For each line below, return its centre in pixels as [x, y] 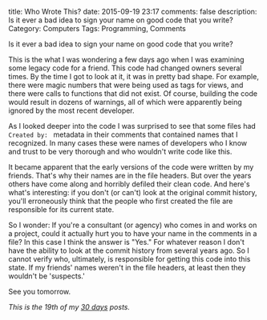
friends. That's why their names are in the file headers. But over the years [130, 176]
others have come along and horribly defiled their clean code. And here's [129, 184]
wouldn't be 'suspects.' [47, 276]
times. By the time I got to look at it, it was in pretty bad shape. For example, [133, 76]
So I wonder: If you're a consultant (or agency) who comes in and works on [133, 225]
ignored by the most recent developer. [71, 110]
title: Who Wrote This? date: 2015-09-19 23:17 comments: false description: [133, 12]
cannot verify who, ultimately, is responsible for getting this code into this [129, 259]
